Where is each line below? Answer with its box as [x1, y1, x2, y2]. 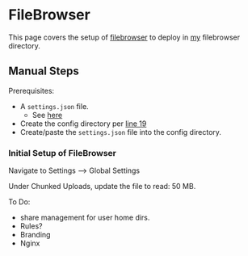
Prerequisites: [8, 86, 55, 95]
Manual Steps [8, 65, 79, 78]
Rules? [19, 221, 43, 231]
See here [32, 110, 63, 120]
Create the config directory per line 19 [19, 119, 147, 128]
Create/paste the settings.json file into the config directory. [19, 127, 222, 136]
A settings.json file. [19, 101, 89, 111]
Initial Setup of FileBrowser [8, 147, 117, 158]
